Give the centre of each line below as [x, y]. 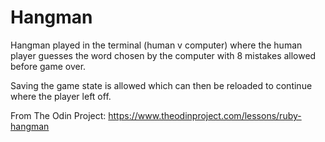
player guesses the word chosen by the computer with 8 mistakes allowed [163, 55]
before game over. [48, 66]
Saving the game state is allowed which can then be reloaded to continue [161, 85]
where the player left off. [61, 96]
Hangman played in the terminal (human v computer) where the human [156, 45]
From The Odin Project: [58, 115]
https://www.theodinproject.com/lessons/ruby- [205, 115]
